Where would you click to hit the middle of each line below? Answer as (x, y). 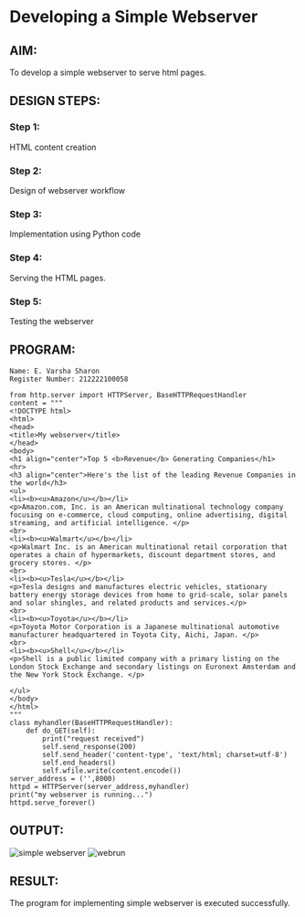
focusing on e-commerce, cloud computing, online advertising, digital (148, 515)
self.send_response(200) (89, 746)
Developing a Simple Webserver (134, 17)
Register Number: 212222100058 (69, 379)
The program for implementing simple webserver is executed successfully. (150, 903)
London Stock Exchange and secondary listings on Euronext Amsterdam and (153, 667)
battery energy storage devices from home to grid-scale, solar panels (148, 595)
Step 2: (26, 171)
